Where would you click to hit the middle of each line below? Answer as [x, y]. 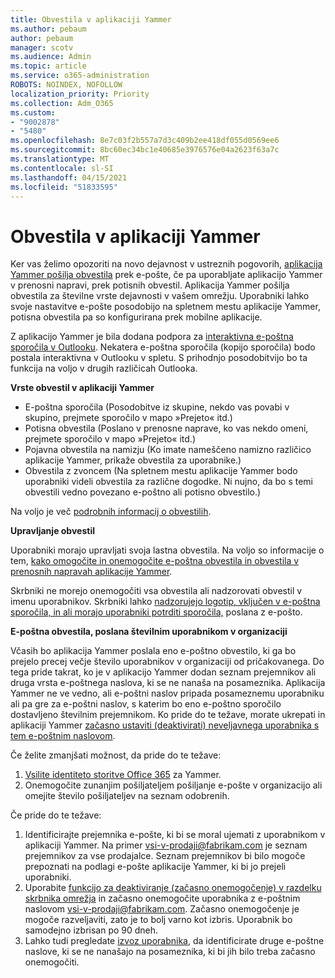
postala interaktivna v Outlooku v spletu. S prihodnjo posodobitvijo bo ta [159, 358]
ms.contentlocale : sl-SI [62, 168]
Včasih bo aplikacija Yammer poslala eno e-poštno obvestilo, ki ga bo [153, 651]
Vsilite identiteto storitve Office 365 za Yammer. [123, 775]
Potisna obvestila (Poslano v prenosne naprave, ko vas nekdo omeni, [166, 428]
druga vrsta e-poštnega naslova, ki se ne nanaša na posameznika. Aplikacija [168, 683]
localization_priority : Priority [80, 94]
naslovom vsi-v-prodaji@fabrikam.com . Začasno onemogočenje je [162, 909]
